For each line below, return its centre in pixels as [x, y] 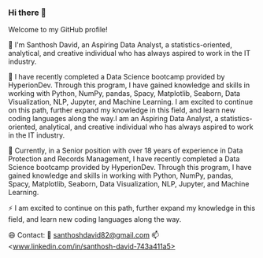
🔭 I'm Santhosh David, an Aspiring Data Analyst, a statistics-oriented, [120, 45]
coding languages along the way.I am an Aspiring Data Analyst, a [113, 119]
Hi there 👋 [28, 13]
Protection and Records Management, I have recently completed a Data [124, 159]
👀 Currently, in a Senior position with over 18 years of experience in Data [126, 151]
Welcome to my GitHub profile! [58, 30]
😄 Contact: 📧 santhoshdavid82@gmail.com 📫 [84, 235]
